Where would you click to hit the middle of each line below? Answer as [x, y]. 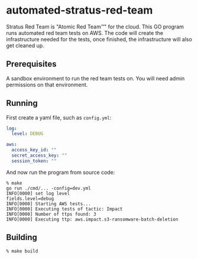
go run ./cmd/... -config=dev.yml [49, 188]
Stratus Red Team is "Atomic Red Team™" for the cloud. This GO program [95, 27]
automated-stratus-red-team [79, 10]
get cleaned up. [25, 46]
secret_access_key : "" [39, 156]
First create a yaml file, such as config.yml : [59, 117]
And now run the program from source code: [61, 172]
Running [22, 103]
